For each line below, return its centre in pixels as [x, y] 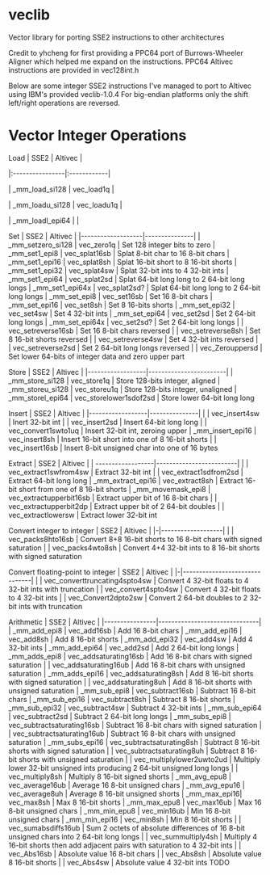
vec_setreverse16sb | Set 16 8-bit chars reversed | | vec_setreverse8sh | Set [135, 330]
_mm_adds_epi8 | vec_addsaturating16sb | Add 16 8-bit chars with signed [130, 656]
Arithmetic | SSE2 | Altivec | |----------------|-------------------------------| [135, 622]
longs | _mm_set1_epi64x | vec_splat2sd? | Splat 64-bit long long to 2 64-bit [134, 288]
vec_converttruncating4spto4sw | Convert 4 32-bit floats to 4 [146, 580]
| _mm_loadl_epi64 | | [44, 221]
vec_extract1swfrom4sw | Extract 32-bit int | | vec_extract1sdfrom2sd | [126, 472]
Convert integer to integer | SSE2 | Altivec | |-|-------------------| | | [121, 530]
